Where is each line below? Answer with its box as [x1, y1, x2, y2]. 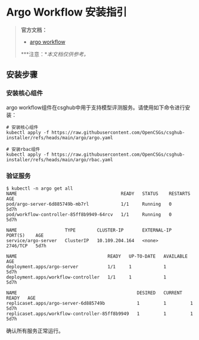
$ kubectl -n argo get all [6, 186, 73, 191]
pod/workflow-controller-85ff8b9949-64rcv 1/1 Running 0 [6, 211, 172, 218]
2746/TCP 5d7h [6, 243, 46, 249]
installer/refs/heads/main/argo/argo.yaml [6, 135, 113, 141]
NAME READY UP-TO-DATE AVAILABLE [6, 253, 188, 259]
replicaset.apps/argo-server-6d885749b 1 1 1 [6, 300, 194, 306]
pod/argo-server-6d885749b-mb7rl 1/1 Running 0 [6, 201, 172, 207]
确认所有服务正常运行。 [6, 327, 64, 334]
